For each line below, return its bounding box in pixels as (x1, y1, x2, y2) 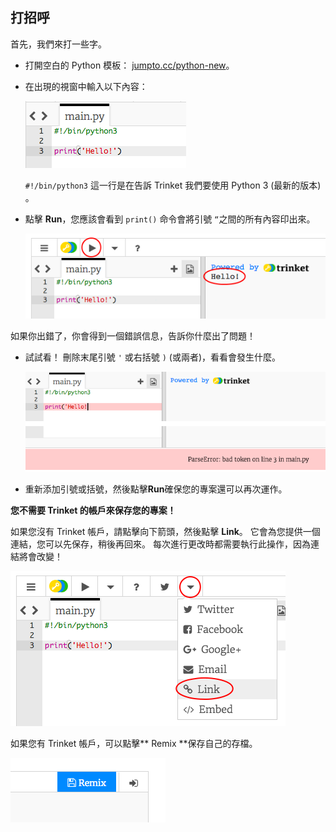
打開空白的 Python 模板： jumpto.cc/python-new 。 (24, 59, 235, 71)
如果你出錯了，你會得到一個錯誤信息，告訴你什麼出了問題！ (10, 330, 256, 342)
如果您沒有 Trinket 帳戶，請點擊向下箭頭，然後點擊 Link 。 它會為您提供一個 (10, 526, 321, 538)
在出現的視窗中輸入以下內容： (24, 80, 148, 92)
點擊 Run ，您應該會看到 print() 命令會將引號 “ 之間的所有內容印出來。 (24, 213, 316, 225)
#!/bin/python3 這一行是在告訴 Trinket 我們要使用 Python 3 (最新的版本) (24, 179, 322, 191)
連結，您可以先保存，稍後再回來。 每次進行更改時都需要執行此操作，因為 (10, 538, 311, 550)
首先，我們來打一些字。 (10, 38, 107, 50)
